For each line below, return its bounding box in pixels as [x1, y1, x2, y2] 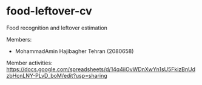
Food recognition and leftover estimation [6, 24, 108, 31]
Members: [6, 36, 32, 43]
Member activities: [6, 59, 53, 66]
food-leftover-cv [6, 4, 92, 18]
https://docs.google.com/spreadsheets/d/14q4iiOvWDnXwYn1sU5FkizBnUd [6, 65, 196, 73]
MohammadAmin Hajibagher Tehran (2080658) [15, 47, 134, 55]
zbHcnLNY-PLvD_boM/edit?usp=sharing [6, 72, 107, 79]
